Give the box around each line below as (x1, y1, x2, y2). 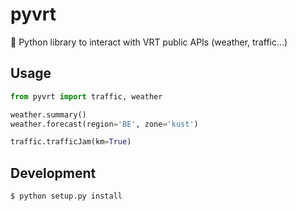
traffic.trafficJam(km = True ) (10, 137, 132, 147)
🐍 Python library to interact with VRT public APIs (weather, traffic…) (10, 36, 288, 48)
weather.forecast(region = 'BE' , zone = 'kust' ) (10, 119, 199, 129)
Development (10, 164, 97, 182)
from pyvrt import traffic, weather (10, 91, 163, 102)
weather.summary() (10, 109, 87, 120)
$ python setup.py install (10, 191, 123, 202)
